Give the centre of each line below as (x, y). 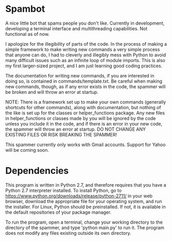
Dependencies (37, 171)
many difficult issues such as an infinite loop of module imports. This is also (85, 60)
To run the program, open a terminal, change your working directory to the (84, 222)
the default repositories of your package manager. (59, 212)
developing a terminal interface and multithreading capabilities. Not (77, 28)
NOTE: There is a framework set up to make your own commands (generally (86, 102)
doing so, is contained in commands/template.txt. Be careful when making (84, 81)
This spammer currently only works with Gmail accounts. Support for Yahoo (85, 145)
